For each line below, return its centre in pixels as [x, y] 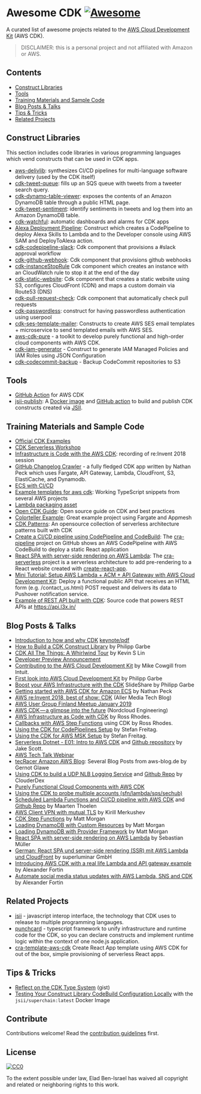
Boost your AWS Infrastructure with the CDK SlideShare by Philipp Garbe [104, 685]
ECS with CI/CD [34, 485]
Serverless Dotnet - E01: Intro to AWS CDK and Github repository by [98, 742]
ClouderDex [30, 780]
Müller [23, 844]
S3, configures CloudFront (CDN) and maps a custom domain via [95, 285]
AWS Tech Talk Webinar [45, 755]
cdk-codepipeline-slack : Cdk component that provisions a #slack [95, 247]
